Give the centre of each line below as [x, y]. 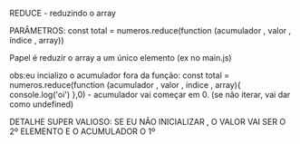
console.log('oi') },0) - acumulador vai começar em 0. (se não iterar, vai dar [150, 95]
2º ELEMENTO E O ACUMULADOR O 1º [82, 131]
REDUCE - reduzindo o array [63, 13]
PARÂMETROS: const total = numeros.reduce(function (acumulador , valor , [150, 30]
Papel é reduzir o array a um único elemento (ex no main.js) [121, 58]
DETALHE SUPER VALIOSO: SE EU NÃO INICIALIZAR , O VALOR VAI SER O [148, 122]
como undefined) [42, 104]
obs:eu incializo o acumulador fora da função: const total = [119, 75]
